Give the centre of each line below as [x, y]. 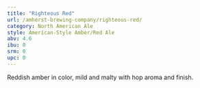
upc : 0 [16, 58]
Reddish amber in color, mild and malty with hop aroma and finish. [100, 77]
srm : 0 [16, 52]
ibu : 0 [16, 45]
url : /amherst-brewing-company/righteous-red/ [75, 20]
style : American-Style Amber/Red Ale [61, 32]
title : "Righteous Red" [41, 13]
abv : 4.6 [20, 39]
